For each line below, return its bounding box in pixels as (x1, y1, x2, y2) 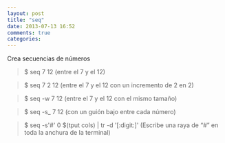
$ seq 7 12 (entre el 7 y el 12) (23, 68, 105, 76)
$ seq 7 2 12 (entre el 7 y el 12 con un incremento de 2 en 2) (23, 81, 194, 89)
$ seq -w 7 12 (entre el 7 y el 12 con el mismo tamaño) (23, 94, 178, 103)
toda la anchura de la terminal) (23, 129, 111, 137)
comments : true (7, 29, 51, 36)
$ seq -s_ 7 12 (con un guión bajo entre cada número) (23, 108, 177, 116)
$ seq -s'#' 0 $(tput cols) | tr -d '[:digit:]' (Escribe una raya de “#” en (23, 121, 219, 129)
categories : (7, 36, 41, 43)
